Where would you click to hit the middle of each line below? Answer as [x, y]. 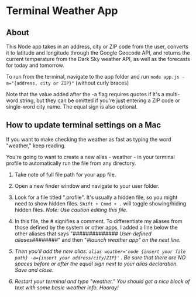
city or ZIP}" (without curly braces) [85, 83]
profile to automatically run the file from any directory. [71, 163]
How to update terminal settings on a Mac [84, 125]
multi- [173, 94]
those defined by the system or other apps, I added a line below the [96, 227]
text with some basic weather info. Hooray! [66, 287]
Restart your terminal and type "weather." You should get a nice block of [102, 281]
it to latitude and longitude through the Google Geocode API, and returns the [98, 53]
